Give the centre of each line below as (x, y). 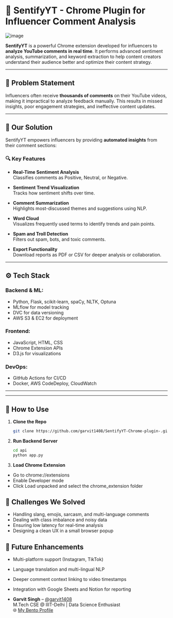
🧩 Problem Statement (40, 83)
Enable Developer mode (38, 480)
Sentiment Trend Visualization (46, 187)
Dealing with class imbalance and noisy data (60, 520)
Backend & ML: (24, 290)
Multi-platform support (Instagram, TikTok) (58, 559)
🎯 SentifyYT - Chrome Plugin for (75, 11)
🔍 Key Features (25, 159)
